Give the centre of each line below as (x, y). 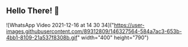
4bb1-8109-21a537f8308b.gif (42, 37)
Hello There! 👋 (33, 11)
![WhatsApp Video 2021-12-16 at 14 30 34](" (60, 25)
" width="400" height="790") (113, 37)
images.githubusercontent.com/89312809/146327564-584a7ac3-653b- (94, 31)
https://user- (129, 25)
